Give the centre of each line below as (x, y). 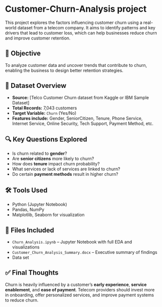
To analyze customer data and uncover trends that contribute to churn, (76, 65)
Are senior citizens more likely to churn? (53, 159)
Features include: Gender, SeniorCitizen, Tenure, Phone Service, (77, 118)
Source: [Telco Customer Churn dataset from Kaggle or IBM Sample (81, 97)
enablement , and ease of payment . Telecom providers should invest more (80, 289)
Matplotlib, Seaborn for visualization (48, 215)
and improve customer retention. (38, 38)
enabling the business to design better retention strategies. (64, 70)
